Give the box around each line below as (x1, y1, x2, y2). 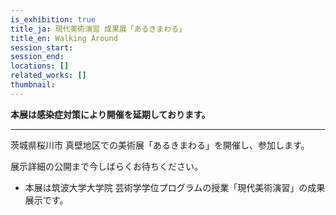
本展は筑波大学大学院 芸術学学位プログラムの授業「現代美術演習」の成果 (24, 181, 326, 193)
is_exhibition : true (10, 14, 97, 25)
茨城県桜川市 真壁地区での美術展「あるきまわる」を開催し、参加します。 (10, 139, 310, 151)
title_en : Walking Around (10, 33, 118, 43)
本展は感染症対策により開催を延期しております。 (10, 108, 211, 120)
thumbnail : (10, 80, 56, 90)
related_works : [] (10, 71, 87, 81)
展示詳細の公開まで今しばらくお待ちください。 (10, 160, 203, 172)
